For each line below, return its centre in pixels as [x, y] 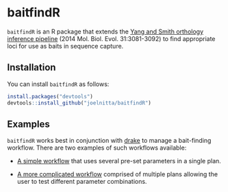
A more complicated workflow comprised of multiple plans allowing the [117, 174]
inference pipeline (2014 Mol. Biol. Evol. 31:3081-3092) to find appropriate [111, 38]
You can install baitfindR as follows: [58, 84]
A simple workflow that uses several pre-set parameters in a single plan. [119, 161]
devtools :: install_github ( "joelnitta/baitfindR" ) [79, 103]
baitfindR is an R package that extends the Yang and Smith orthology [105, 31]
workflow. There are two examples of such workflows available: [97, 148]
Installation [31, 67]
